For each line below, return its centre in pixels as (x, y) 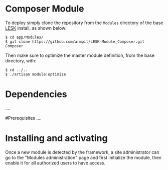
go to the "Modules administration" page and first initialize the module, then (83, 157)
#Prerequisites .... (23, 118)
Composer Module (45, 9)
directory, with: (21, 60)
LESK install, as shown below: (36, 28)
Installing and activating (56, 138)
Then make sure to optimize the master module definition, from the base (80, 55)
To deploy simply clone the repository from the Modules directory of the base (84, 23)
